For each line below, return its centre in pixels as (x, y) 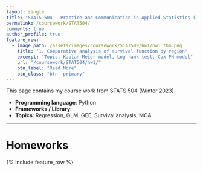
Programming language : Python (56, 103)
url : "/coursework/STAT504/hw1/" (59, 62)
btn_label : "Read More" (47, 68)
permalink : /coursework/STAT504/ (48, 23)
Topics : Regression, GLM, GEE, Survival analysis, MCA (83, 115)
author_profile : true (34, 34)
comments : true (25, 29)
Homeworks (37, 145)
